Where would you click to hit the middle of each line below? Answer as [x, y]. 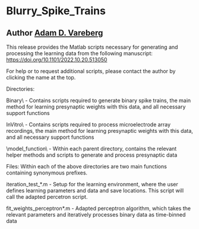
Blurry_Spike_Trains [56, 11]
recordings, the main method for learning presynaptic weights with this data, [99, 131]
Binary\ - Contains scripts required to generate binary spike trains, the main [99, 100]
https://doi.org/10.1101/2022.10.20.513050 [57, 60]
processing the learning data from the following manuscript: [80, 53]
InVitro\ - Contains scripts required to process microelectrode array [89, 125]
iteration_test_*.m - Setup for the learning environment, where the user [92, 184]
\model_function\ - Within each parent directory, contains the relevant [91, 149]
